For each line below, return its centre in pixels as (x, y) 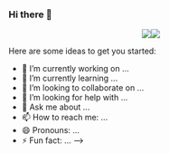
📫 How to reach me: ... (65, 118)
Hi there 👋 (31, 14)
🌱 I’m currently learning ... (70, 78)
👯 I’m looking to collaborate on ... (83, 88)
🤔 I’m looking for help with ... (75, 98)
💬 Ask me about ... (56, 107)
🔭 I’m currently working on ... (75, 69)
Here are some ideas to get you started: (83, 51)
